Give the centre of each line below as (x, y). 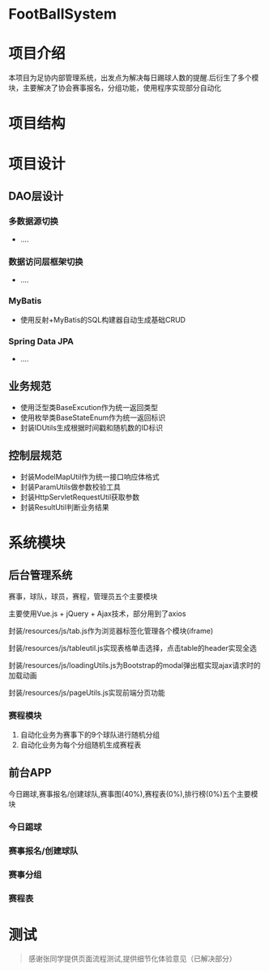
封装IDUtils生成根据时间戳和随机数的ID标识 (92, 427)
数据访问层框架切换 (46, 262)
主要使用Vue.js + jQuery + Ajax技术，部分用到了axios (97, 614)
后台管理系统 (41, 575)
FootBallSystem (63, 14)
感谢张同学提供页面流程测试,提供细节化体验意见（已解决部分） (132, 959)
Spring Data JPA (41, 341)
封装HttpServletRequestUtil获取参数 (80, 497)
